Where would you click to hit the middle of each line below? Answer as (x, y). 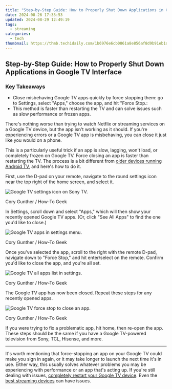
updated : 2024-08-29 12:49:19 (38, 19)
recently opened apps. (29, 298)
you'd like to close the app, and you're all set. (53, 263)
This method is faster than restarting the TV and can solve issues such (87, 109)
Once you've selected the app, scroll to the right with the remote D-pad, (81, 252)
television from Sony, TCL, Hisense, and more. (54, 339)
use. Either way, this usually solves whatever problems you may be (76, 364)
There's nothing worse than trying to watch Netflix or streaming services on (85, 124)
